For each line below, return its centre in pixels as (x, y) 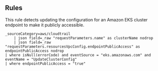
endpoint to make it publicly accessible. (45, 25)
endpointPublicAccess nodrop (35, 51)
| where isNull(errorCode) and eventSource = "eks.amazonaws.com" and (78, 55)
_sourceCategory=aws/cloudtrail (38, 34)
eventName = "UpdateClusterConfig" (41, 59)
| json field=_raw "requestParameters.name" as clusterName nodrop (83, 38)
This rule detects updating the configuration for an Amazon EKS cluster (76, 19)
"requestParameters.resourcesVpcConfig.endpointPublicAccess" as (72, 46)
